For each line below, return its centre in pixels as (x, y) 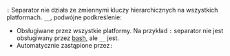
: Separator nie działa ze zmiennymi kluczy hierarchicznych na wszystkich (112, 10)
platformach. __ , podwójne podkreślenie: (64, 17)
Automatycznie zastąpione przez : (64, 45)
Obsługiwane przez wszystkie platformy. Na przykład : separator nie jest (120, 31)
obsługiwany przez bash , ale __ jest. (68, 38)
